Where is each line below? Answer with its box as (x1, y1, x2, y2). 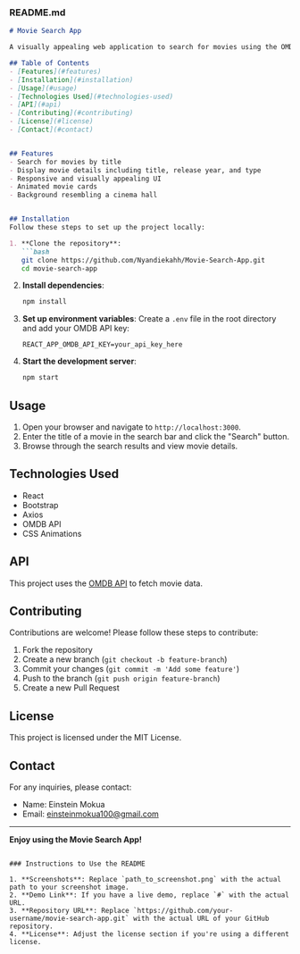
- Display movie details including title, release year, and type (9, 165, 262, 175)
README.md (9, 6, 66, 19)
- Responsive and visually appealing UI (9, 174, 162, 183)
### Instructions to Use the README (9, 859, 146, 868)
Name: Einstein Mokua (21, 799, 105, 810)
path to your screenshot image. (9, 883, 129, 892)
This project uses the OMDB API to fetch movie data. (9, 578, 204, 589)
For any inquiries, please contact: (9, 782, 132, 792)
